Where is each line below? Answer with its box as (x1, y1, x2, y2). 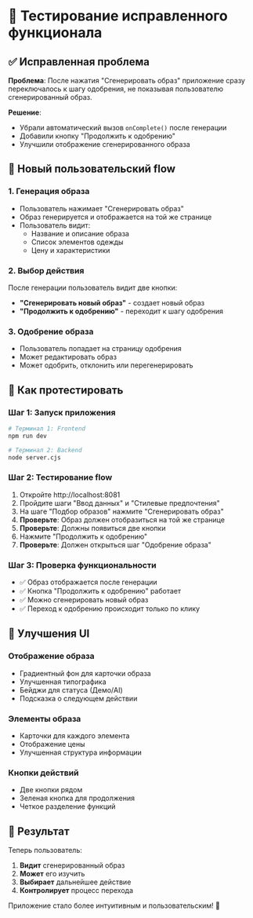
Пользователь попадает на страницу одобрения (19, 344, 182, 353)
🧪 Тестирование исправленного (8, 7, 229, 25)
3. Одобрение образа (8, 326, 94, 337)
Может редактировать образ (19, 353, 117, 362)
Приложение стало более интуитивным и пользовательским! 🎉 (8, 901, 221, 910)
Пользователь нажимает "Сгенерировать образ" (19, 203, 184, 213)
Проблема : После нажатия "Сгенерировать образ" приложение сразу (8, 76, 245, 85)
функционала (8, 24, 103, 42)
